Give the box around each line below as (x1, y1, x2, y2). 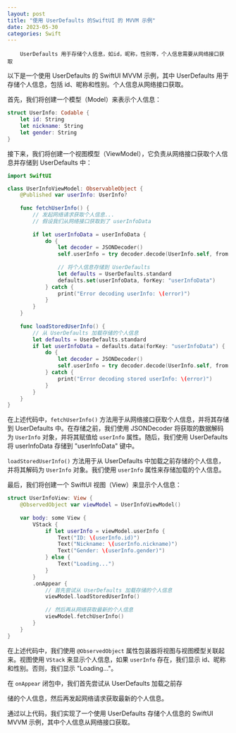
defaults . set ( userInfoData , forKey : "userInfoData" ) (57, 277, 216, 284)
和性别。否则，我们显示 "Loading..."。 (7, 664, 118, 672)
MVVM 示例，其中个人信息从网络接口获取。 (7, 717, 134, 726)
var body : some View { (20, 514, 87, 521)
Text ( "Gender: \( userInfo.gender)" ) (57, 547, 166, 554)
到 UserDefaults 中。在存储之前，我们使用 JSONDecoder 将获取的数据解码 (7, 424, 224, 433)
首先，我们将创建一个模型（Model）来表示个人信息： (7, 95, 162, 104)
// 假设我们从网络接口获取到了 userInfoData (32, 217, 151, 225)
